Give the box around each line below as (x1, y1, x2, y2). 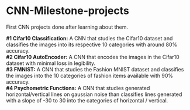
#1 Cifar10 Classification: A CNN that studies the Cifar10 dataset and (6, 35, 173, 42)
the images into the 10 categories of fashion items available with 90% (6, 72, 174, 79)
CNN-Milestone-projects (6, 4, 130, 18)
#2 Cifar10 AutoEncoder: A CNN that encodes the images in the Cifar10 (6, 53, 179, 60)
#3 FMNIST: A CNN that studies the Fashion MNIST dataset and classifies (6, 66, 184, 73)
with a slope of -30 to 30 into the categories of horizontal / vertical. (6, 97, 168, 104)
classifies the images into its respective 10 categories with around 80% (6, 41, 178, 48)
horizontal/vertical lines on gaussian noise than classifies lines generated (6, 91, 182, 98)
